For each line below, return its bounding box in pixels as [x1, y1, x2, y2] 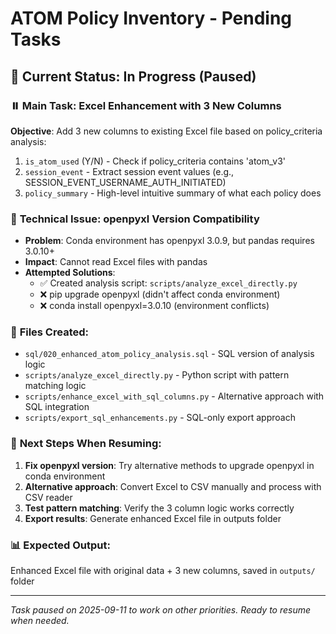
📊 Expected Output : [10, 538, 111, 552]
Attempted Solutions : [24, 267, 116, 279]
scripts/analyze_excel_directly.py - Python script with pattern [24, 369, 290, 381]
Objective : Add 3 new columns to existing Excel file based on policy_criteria [10, 125, 323, 137]
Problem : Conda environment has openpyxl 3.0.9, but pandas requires [24, 235, 315, 247]
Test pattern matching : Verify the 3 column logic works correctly [24, 502, 295, 514]
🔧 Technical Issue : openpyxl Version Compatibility [10, 212, 260, 226]
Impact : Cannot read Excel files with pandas [24, 256, 208, 268]
